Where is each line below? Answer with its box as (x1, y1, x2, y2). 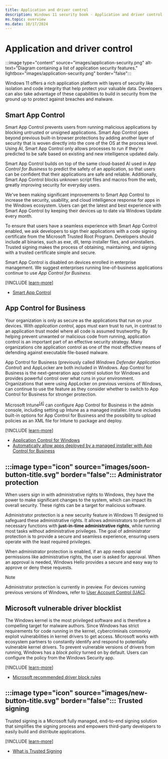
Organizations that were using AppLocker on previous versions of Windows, (5, 380, 162, 386)
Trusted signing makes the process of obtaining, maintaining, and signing (5, 244, 157, 250)
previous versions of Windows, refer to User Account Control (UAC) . (5, 589, 146, 596)
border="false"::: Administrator (61, 470, 162, 479)
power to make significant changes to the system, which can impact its (5, 497, 152, 503)
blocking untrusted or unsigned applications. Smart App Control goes (5, 129, 149, 135)
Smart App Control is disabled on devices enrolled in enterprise (5, 260, 136, 265)
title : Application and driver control (5, 7, 89, 13)
